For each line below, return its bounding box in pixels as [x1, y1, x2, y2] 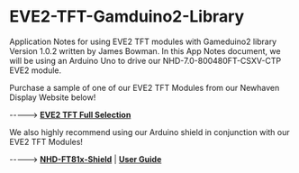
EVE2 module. [9, 65, 62, 76]
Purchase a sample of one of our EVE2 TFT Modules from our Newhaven [9, 82, 280, 93]
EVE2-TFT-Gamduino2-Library [9, 6, 245, 27]
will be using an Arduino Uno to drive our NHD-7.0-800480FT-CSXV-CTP [9, 55, 282, 66]
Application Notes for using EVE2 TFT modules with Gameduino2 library [9, 36, 277, 47]
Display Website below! [9, 92, 96, 103]
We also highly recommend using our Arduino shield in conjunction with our [9, 126, 290, 137]
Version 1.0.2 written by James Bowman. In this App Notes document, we [9, 45, 281, 56]
